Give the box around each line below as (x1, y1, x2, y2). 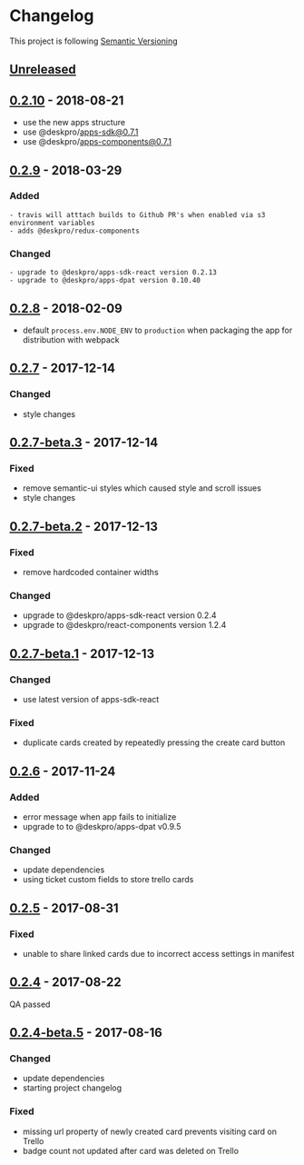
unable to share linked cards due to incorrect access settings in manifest (22, 948, 295, 959)
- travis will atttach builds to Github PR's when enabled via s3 (9, 210, 266, 219)
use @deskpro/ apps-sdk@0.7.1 (22, 126, 139, 137)
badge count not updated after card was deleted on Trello (22, 1145, 239, 1156)
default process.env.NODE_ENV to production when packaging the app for (22, 324, 293, 335)
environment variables (9, 218, 95, 227)
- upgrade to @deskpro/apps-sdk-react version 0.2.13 (9, 268, 218, 277)
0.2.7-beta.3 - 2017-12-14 (9, 435, 159, 451)
